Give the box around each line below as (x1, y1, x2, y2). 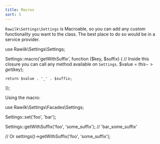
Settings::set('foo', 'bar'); (5, 113, 56, 120)
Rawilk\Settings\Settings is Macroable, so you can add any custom (5, 25, 146, 31)
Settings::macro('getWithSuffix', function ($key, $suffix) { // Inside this (5, 55, 150, 61)
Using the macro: (5, 94, 41, 100)
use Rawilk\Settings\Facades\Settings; (5, 104, 84, 110)
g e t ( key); (5, 66, 24, 72)
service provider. (5, 36, 40, 42)
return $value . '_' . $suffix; (5, 76, 72, 81)
